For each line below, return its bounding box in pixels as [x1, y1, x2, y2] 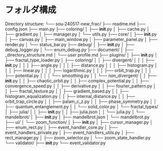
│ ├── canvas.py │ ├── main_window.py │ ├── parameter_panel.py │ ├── [5, 36, 158, 42]
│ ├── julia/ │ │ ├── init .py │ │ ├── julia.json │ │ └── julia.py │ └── [5, 109, 145, 114]
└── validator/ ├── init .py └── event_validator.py [5, 140, 106, 146]
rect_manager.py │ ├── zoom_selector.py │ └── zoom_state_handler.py [5, 134, 151, 140]
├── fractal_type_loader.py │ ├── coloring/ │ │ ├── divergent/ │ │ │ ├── [5, 57, 155, 63]
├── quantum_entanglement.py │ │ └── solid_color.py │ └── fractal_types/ [5, 103, 159, 110]
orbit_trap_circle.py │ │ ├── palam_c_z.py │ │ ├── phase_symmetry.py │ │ [5, 98, 157, 104]
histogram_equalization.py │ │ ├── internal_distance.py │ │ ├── [5, 93, 135, 99]
